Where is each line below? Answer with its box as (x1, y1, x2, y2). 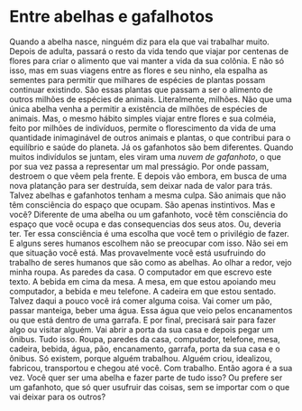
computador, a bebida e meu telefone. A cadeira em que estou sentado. (9, 285, 277, 296)
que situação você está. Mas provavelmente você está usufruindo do (9, 247, 266, 258)
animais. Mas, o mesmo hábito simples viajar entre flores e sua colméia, (9, 113, 277, 124)
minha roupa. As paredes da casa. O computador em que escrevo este (9, 266, 272, 277)
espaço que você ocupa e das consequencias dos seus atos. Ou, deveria (9, 219, 281, 229)
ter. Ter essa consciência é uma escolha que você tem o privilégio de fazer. (9, 228, 290, 238)
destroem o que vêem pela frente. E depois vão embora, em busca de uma (9, 170, 287, 182)
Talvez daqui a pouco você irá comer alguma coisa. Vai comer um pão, (9, 295, 272, 306)
